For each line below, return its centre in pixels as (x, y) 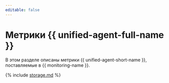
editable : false (22, 10)
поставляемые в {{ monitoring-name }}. (48, 65)
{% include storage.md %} (33, 75)
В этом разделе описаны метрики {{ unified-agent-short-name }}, (76, 60)
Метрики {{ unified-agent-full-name (85, 35)
